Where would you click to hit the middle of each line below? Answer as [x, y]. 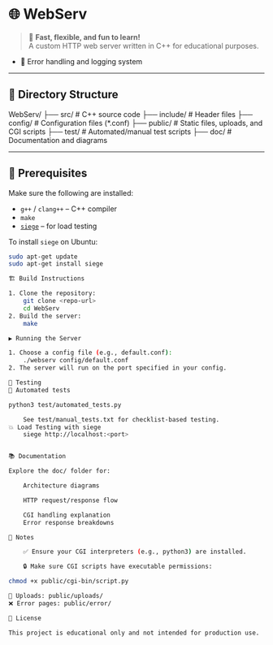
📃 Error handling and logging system [81, 61]
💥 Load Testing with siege [55, 427]
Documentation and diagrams [58, 140]
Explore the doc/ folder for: [60, 471]
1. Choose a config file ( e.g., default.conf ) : [91, 353]
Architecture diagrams [61, 486]
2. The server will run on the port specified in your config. [118, 368]
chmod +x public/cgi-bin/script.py [69, 582]
